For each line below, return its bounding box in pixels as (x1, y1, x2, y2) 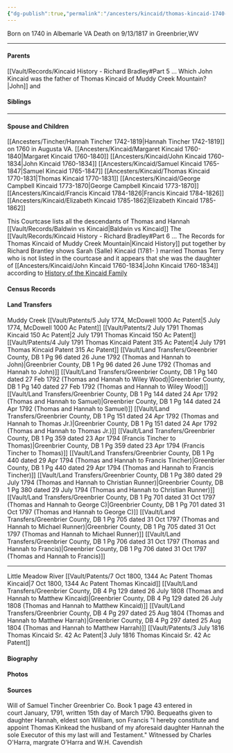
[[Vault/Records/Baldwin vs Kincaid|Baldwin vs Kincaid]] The (7, 225, 182, 233)
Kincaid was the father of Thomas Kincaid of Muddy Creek (7, 74, 175, 83)
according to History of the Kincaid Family (7, 269, 128, 278)
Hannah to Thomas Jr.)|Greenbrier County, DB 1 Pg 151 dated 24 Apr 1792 (7, 419, 217, 428)
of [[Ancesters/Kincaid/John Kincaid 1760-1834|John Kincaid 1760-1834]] (7, 262, 218, 270)
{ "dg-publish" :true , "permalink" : (7, 10, 104, 17)
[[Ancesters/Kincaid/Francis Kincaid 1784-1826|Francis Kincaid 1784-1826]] (7, 189, 224, 198)
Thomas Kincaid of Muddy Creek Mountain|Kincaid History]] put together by (7, 239, 226, 248)
